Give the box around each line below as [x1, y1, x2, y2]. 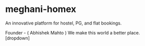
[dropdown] [5, 35, 30, 41]
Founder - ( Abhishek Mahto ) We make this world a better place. [5, 29, 140, 35]
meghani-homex [5, 3, 77, 15]
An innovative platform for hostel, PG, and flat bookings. [5, 20, 122, 26]
